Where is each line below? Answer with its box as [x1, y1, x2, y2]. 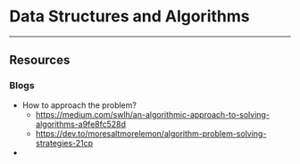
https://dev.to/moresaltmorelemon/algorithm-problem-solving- [35, 127, 267, 139]
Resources [9, 53, 71, 68]
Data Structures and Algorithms [9, 6, 250, 27]
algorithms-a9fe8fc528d [35, 119, 127, 129]
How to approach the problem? [21, 100, 137, 111]
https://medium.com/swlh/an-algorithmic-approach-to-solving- [35, 109, 271, 119]
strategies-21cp [35, 137, 94, 148]
